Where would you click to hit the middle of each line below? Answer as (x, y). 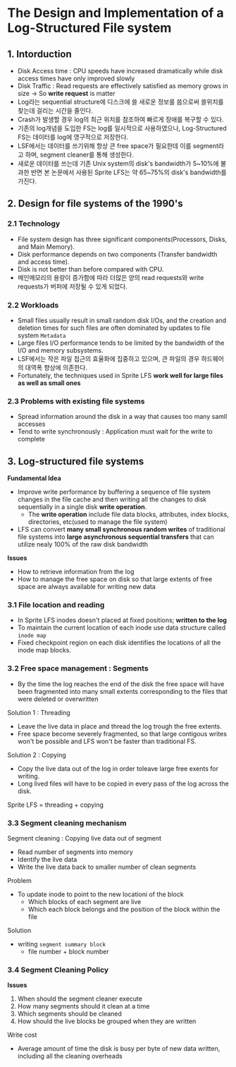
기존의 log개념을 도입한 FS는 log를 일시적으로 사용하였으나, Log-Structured (122, 128)
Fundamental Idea (34, 478)
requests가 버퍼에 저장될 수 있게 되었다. (73, 286)
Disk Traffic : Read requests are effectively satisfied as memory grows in (123, 86)
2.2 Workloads (33, 305)
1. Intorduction (39, 54)
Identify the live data (47, 859)
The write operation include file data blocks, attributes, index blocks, (128, 514)
